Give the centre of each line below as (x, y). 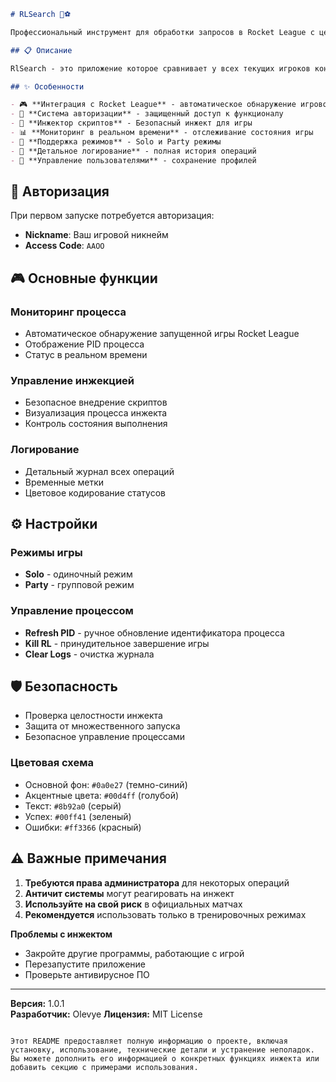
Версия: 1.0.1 (37, 1003)
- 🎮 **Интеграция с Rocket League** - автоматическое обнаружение (153, 105)
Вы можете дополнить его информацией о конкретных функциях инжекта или (165, 1058)
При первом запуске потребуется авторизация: (112, 216)
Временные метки (64, 482)
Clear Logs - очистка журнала (89, 654)
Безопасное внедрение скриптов (96, 402)
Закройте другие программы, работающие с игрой (134, 953)
